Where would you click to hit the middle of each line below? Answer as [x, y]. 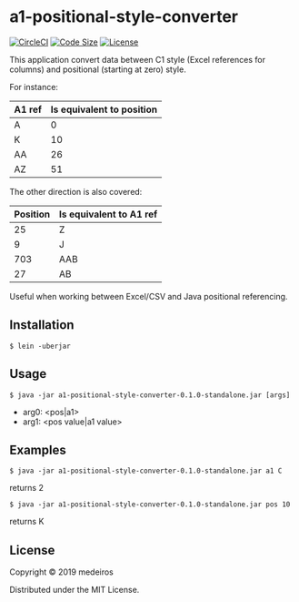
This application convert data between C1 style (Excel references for [138, 59]
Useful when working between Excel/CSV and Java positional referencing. [149, 296]
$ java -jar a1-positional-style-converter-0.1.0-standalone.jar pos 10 [150, 505]
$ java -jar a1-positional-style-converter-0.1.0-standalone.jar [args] [150, 395]
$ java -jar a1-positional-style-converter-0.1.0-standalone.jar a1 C [146, 471]
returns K [27, 522]
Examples [38, 449]
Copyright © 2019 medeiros [61, 572]
